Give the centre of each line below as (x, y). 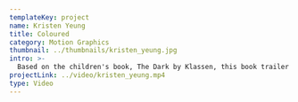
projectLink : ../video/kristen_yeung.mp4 (87, 75)
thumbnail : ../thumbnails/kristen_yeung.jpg (93, 51)
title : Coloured (39, 34)
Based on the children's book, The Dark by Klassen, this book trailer (153, 67)
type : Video (31, 83)
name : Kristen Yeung (48, 26)
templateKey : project (50, 17)
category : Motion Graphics (59, 42)
